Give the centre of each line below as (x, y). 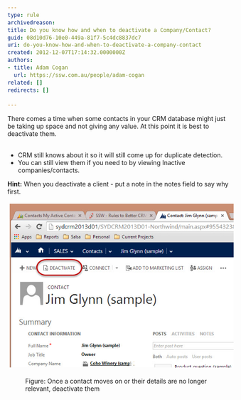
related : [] (25, 83)
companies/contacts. (49, 170)
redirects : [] (28, 90)
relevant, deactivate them (63, 389)
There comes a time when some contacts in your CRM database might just (117, 119)
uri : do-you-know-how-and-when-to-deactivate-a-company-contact (105, 45)
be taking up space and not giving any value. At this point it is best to (108, 126)
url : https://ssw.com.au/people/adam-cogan (79, 75)
